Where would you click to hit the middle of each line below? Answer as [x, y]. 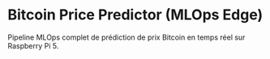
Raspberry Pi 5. [33, 45]
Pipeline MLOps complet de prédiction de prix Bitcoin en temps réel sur [126, 37]
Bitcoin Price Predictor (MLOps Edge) [135, 15]
